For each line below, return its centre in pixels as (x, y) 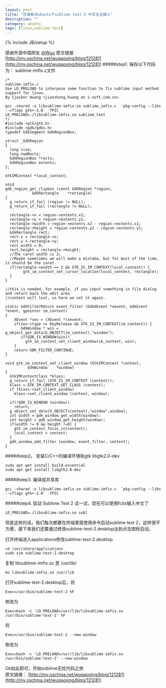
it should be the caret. (31, 263)
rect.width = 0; (26, 246)
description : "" (22, 19)
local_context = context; (41, 433)
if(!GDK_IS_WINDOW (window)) (40, 403)
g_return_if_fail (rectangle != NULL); (51, 206)
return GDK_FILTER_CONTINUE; (44, 350)
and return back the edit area (38, 294)
